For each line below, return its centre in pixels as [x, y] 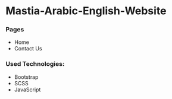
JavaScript [27, 90]
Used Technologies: [35, 64]
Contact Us [28, 49]
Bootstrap [26, 77]
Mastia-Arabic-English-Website [86, 11]
